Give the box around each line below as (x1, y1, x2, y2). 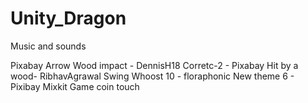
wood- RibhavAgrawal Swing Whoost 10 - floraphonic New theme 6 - (10, 70, 295, 82)
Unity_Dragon (10, 7, 127, 30)
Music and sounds (10, 40, 87, 52)
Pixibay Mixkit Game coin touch (10, 80, 140, 92)
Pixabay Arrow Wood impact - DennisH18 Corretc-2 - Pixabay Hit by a (10, 59, 299, 71)
